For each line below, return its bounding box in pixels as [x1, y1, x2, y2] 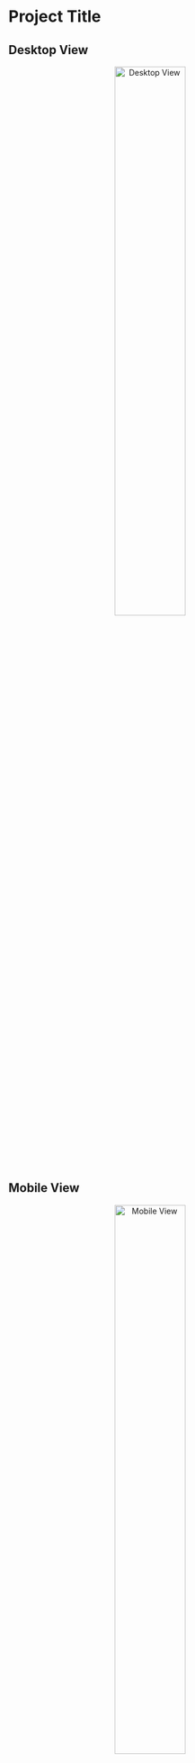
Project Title [8, 6, 102, 27]
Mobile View [8, 1180, 80, 1195]
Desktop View [8, 42, 89, 58]
